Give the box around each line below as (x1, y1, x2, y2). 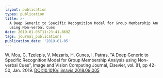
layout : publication (5, 7, 47, 12)
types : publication (5, 12, 45, 16)
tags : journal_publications (5, 34, 62, 39)
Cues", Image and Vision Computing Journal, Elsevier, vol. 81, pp (18, 62, 148, 68)
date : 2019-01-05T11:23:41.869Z (5, 30, 70, 34)
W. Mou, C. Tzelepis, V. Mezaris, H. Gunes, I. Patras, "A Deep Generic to (5, 52, 149, 58)
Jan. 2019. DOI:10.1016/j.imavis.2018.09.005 (12, 67, 100, 73)
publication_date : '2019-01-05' (5, 39, 70, 44)
